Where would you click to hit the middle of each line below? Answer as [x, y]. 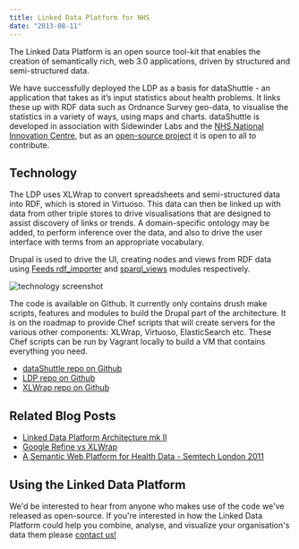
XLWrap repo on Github [66, 388]
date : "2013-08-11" [46, 26]
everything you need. [48, 351]
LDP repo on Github [59, 378]
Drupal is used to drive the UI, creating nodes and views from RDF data [140, 260]
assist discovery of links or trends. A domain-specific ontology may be [140, 223]
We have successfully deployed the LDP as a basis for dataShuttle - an [140, 88]
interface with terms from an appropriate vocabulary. [107, 242]
